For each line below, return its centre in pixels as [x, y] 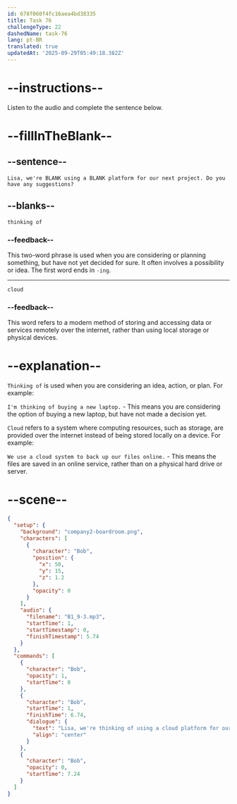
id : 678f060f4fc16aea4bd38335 [52, 14]
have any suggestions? [41, 184]
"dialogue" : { [47, 722]
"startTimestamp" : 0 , [58, 630]
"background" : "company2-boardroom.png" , [81, 532]
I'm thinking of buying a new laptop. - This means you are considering [114, 407]
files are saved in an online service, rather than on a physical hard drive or [115, 464]
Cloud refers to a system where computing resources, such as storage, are [115, 428]
